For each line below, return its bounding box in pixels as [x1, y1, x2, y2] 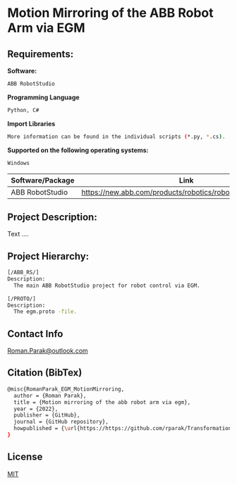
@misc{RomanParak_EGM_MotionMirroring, [7, 386, 125, 393]
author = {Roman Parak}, [13, 392, 87, 399]
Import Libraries [7, 119, 56, 128]
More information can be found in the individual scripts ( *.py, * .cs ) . [7, 133, 226, 140]
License [7, 451, 43, 463]
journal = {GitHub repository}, [13, 418, 109, 426]
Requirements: [7, 48, 74, 60]
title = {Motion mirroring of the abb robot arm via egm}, [13, 398, 191, 406]
